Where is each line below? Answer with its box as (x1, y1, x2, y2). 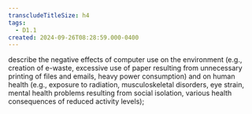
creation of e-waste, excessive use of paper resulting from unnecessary (8, 64, 243, 73)
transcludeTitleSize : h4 (8, 11, 90, 20)
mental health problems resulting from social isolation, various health (8, 88, 232, 98)
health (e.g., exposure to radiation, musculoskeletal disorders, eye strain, (8, 80, 245, 90)
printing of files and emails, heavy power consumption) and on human (8, 72, 235, 81)
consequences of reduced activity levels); (8, 97, 145, 106)
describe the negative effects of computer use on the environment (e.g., (8, 55, 243, 64)
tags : (8, 19, 26, 27)
